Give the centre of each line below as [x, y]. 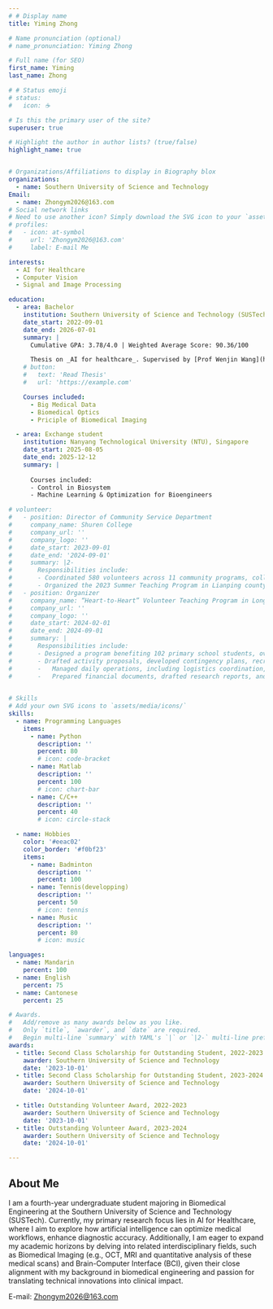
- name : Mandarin [45, 963]
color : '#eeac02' [52, 842]
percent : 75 [43, 985]
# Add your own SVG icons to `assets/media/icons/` [97, 706]
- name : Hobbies [43, 834]
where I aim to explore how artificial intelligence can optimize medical [125, 1228]
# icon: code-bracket [74, 759]
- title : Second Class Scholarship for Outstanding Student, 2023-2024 [140, 1075]
